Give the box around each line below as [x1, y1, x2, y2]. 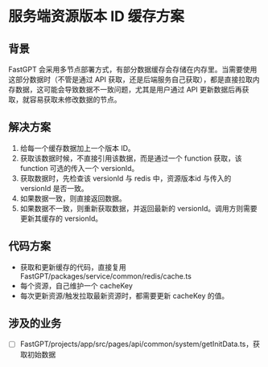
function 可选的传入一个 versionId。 [19, 163, 139, 173]
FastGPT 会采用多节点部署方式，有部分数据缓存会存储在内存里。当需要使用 [8, 65, 258, 74]
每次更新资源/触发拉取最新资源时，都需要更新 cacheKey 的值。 [19, 291, 229, 300]
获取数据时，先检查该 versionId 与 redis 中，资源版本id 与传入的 [19, 173, 232, 183]
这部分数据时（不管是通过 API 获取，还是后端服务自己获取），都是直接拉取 [8, 75, 254, 84]
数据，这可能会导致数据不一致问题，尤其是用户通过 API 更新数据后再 [14, 85, 243, 94]
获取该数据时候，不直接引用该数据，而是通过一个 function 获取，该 [19, 153, 243, 163]
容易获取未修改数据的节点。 [29, 95, 122, 104]
